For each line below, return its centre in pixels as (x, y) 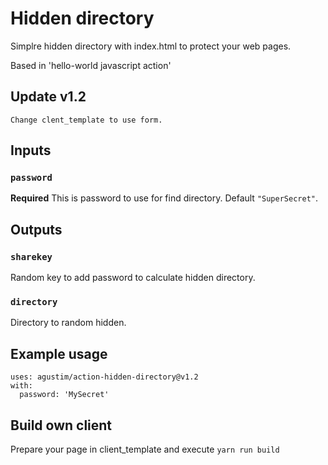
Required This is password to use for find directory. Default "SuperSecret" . (164, 198)
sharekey (31, 256)
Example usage (59, 353)
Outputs (36, 229)
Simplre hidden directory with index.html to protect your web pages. (151, 46)
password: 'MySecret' (64, 395)
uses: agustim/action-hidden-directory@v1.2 (104, 377)
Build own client (61, 425)
